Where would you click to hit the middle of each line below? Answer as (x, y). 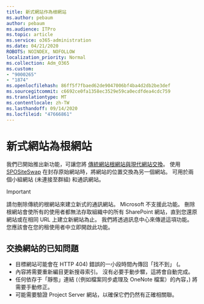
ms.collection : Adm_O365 (38, 63)
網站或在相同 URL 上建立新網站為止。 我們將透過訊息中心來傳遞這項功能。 (100, 220)
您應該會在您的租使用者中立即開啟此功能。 (60, 227)
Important (19, 192)
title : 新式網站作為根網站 (37, 12)
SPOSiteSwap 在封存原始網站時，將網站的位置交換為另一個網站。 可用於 (97, 172)
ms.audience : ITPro (31, 29)
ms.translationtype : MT (37, 97)
